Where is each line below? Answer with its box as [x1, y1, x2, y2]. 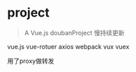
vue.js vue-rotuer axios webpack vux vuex [7, 42, 130, 51]
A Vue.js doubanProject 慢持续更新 [24, 28, 125, 37]
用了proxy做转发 [7, 57, 54, 65]
